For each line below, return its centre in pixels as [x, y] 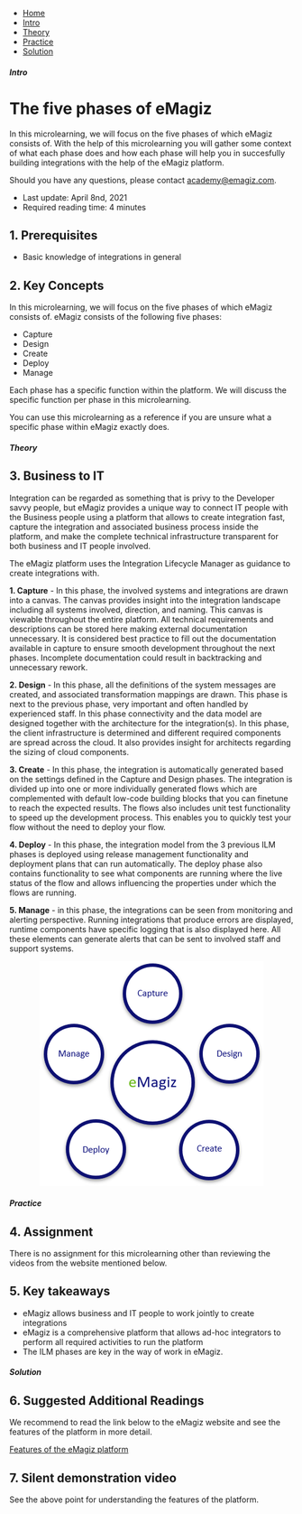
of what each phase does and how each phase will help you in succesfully [147, 153]
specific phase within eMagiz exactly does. [89, 427]
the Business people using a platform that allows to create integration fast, [147, 517]
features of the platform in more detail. [81, 1432]
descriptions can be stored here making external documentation [128, 629]
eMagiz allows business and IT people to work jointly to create [138, 1313]
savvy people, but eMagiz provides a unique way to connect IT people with [149, 507]
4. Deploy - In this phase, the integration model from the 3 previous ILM [143, 845]
